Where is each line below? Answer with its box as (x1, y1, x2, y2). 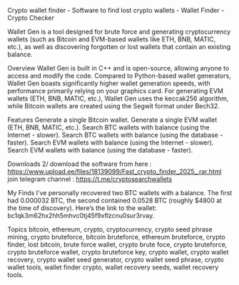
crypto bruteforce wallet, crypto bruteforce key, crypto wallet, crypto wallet (7, 248, 229, 256)
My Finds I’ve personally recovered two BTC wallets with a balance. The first (7, 189, 233, 197)
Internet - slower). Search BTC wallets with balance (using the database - (7, 131, 223, 139)
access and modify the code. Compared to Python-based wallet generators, (7, 71, 232, 80)
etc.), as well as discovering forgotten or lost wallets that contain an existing (7, 43, 231, 51)
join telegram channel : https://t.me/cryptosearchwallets (7, 175, 173, 183)
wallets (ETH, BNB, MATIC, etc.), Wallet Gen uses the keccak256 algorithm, (7, 94, 229, 103)
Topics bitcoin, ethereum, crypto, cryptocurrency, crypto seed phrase (7, 225, 213, 234)
